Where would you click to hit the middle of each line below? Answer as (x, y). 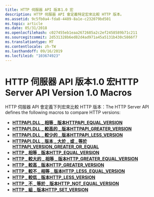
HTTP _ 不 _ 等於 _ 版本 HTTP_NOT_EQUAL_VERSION (65, 184)
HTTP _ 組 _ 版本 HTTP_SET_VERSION (50, 190)
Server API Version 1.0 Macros (68, 93)
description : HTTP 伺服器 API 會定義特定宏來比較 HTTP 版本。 (64, 14)
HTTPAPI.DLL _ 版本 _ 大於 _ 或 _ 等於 (50, 141)
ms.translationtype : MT (30, 42)
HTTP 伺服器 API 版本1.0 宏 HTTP (72, 82)
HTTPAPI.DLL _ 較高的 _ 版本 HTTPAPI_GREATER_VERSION (72, 129)
